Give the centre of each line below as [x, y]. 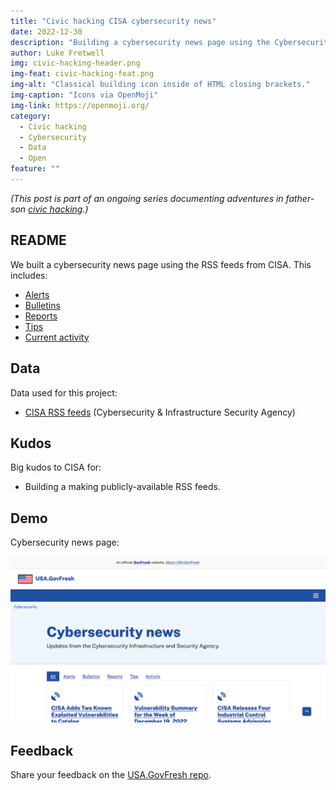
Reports [41, 316]
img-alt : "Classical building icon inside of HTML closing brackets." [160, 85]
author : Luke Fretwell [57, 53]
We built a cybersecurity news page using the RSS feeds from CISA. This [161, 264]
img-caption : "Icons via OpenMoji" [84, 95]
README [38, 240]
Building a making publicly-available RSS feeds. [123, 487]
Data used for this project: [64, 392]
